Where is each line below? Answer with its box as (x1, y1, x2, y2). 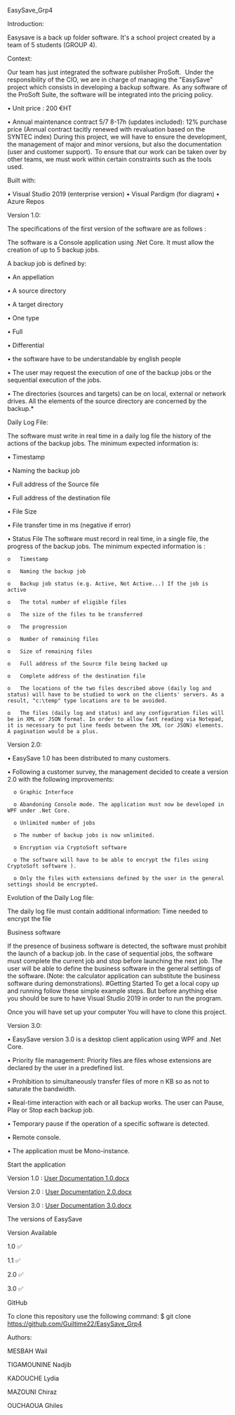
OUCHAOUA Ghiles (7, 1402, 63, 1409)
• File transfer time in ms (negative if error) (7, 521, 131, 529)
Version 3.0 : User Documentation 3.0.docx (7, 1201, 132, 1210)
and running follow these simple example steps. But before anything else (7, 986, 217, 995)
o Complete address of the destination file (7, 673, 146, 680)
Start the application (7, 1160, 66, 1169)
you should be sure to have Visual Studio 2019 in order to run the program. (7, 994, 223, 1002)
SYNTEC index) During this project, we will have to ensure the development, (7, 133, 227, 141)
